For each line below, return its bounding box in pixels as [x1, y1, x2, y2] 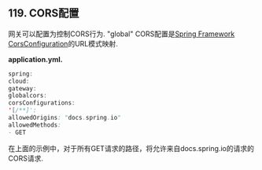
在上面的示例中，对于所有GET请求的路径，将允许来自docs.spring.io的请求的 [8, 143, 254, 153]
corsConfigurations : [8, 99, 76, 107]
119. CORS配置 [8, 6, 79, 20]
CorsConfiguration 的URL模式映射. [8, 39, 118, 48]
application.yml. [8, 54, 63, 64]
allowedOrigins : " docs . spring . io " [8, 114, 122, 122]
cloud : [8, 77, 30, 85]
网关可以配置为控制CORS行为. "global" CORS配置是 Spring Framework [8, 29, 235, 39]
